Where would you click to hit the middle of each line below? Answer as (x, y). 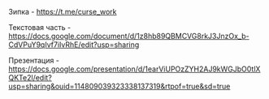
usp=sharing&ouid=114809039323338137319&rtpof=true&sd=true (119, 86)
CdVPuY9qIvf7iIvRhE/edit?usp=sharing (74, 45)
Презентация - (34, 60)
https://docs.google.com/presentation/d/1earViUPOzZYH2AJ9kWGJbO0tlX (134, 69)
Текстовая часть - (40, 27)
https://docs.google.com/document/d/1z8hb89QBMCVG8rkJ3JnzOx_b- (129, 36)
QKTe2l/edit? (30, 77)
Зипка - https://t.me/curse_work (63, 12)
